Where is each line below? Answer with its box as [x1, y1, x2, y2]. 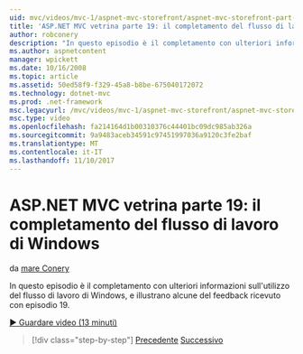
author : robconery [9, 30, 78, 39]
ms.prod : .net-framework [9, 97, 103, 107]
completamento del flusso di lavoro [9, 214, 280, 235]
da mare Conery [9, 263, 70, 274]
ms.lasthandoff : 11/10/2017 [9, 155, 115, 165]
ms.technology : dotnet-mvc [9, 88, 111, 98]
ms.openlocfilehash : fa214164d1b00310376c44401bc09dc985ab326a [9, 123, 252, 132]
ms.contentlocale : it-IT [9, 147, 103, 156]
